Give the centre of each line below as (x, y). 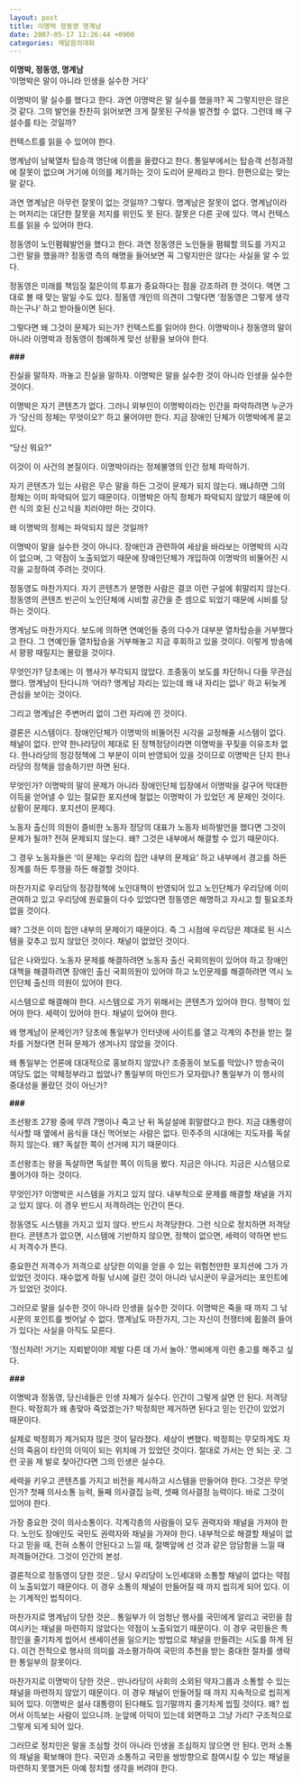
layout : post (34, 18)
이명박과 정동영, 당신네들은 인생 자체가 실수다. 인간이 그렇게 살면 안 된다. (137, 1397)
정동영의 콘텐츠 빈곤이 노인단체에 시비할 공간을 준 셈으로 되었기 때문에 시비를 (144, 599)
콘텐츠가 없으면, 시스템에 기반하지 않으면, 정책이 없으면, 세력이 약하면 (150, 1236)
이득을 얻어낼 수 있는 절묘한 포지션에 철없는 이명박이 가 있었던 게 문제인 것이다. (147, 797)
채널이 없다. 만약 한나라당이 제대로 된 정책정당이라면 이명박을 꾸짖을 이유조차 (144, 744)
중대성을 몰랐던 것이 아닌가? (59, 1085)
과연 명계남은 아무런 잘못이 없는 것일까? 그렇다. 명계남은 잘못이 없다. (129, 203)
